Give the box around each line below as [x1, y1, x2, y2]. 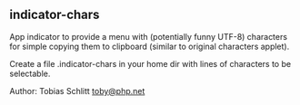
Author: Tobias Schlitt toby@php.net [9, 85, 145, 96]
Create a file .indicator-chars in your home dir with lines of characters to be [9, 58, 292, 69]
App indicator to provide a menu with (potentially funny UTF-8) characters [9, 31, 288, 42]
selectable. [9, 68, 51, 79]
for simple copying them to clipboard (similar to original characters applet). [9, 41, 290, 52]
